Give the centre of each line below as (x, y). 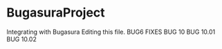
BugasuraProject (56, 13)
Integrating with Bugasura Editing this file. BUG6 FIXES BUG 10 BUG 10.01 (111, 32)
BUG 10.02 (22, 39)
